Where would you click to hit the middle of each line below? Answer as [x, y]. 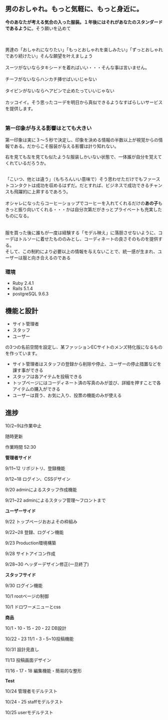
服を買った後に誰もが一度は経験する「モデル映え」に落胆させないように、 [82, 233]
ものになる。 [18, 216]
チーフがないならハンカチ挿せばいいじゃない [51, 79]
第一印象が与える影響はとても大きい [48, 128]
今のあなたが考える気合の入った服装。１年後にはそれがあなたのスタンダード [84, 22]
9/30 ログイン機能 [24, 586]
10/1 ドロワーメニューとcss [33, 607]
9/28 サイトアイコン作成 [30, 554]
